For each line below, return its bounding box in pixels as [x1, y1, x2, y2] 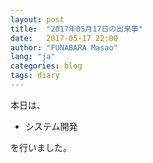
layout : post [10, 14, 65, 25]
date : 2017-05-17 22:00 [10, 33, 118, 43]
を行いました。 [10, 141, 72, 153]
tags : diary [10, 71, 60, 81]
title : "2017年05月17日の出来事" [10, 24, 144, 34]
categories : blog [10, 61, 83, 71]
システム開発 [24, 120, 78, 132]
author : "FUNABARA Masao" [10, 42, 118, 53]
